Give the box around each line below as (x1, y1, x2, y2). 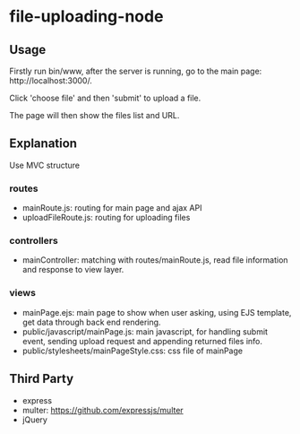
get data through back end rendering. (21, 317, 161, 327)
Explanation (9, 136, 78, 152)
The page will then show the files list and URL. (9, 110, 180, 120)
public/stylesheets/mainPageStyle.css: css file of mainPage (21, 345, 244, 356)
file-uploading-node (9, 6, 164, 27)
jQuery (21, 414, 47, 425)
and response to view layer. (21, 265, 124, 275)
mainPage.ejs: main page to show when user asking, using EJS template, (21, 307, 292, 317)
